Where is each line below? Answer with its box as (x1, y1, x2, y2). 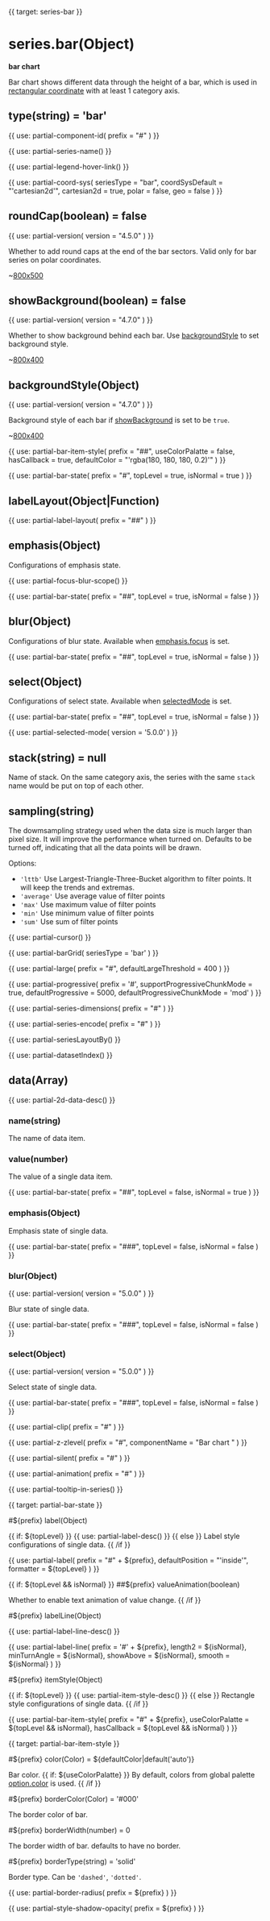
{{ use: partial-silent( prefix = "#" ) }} (8, 1454, 131, 1463)
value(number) (8, 1154, 69, 1165)
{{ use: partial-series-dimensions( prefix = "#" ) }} (8, 1003, 175, 1014)
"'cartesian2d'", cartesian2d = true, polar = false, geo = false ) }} (8, 185, 223, 196)
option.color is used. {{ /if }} (8, 1778, 102, 1788)
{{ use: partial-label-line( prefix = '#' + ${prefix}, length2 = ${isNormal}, (8, 1642, 247, 1652)
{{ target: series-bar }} (8, 7, 83, 16)
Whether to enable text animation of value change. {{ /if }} (8, 1595, 201, 1605)
